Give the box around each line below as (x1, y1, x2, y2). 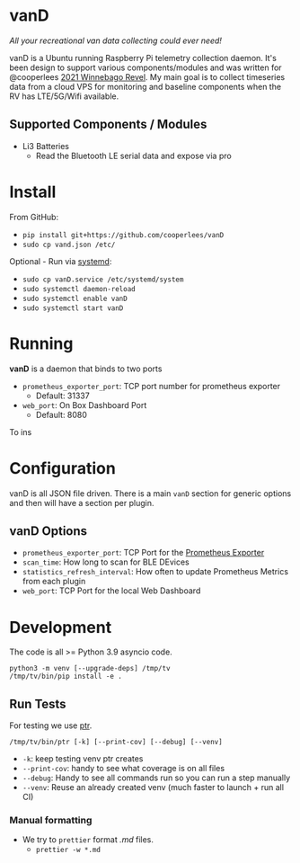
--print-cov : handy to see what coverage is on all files (22, 763, 225, 774)
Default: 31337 (35, 390, 90, 401)
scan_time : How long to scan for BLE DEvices (22, 556, 190, 567)
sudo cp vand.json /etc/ (22, 240, 116, 249)
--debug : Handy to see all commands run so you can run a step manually (22, 772, 291, 783)
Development (9, 617, 112, 637)
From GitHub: (9, 211, 59, 222)
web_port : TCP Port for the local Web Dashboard (22, 585, 201, 596)
